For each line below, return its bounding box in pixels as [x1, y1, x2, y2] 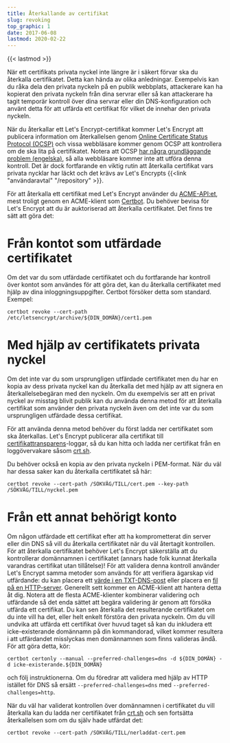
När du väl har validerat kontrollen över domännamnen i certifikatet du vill [7, 701, 215, 709]
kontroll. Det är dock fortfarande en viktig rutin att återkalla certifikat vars [7, 162, 214, 170]
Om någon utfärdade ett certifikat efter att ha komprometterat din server [7, 532, 211, 541]
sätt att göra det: [7, 211, 54, 220]
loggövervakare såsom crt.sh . [7, 447, 91, 454]
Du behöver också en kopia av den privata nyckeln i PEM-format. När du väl [7, 460, 222, 468]
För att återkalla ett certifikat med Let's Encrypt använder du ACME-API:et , [7, 190, 218, 198]
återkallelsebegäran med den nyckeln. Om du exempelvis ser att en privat [7, 390, 216, 397]
